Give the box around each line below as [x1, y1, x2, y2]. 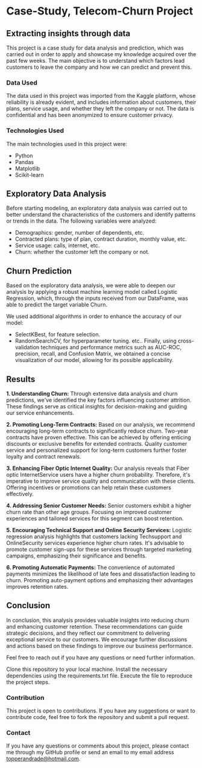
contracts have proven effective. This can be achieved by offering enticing [6, 434, 191, 441]
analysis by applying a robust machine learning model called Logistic [6, 288, 178, 296]
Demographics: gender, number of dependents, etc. [14, 229, 145, 236]
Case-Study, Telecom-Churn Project [6, 4, 194, 18]
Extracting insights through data [6, 28, 131, 39]
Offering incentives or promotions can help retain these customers [6, 484, 172, 491]
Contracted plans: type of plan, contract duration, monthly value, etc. [14, 235, 187, 243]
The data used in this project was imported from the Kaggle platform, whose [6, 92, 196, 100]
